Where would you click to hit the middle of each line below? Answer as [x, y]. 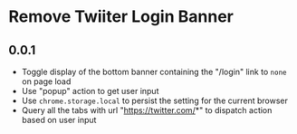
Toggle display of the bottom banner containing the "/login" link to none [154, 72]
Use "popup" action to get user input [90, 91]
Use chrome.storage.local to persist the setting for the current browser [155, 100]
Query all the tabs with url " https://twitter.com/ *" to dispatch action [147, 110]
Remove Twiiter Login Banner [121, 17]
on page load [46, 81]
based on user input [59, 120]
